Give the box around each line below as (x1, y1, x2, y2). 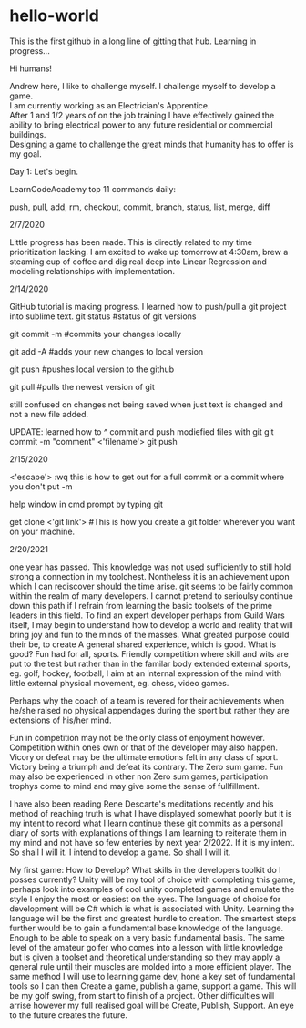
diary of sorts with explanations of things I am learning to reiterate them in (9, 827, 287, 838)
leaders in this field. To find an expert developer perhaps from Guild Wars (9, 610, 285, 621)
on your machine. (9, 526, 76, 537)
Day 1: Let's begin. (9, 166, 79, 177)
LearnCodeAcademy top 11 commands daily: (9, 183, 176, 194)
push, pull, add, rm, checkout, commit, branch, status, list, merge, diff (9, 201, 270, 212)
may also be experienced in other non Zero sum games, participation (9, 771, 269, 782)
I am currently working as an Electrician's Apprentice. (9, 99, 210, 110)
